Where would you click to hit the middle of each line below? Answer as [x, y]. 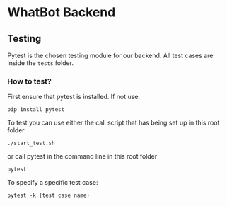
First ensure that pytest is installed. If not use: [74, 97]
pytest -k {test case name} [49, 195]
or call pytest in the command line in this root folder [82, 156]
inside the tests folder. [41, 63]
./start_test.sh [31, 143]
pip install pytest [36, 110]
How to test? [29, 81]
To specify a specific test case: [53, 183]
